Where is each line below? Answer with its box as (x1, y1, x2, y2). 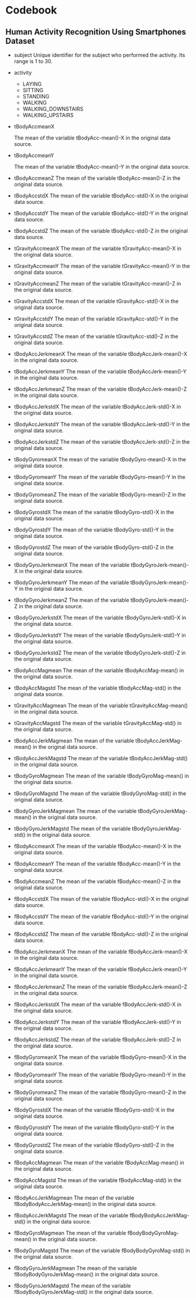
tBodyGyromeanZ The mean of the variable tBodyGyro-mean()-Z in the (13, 491, 186, 498)
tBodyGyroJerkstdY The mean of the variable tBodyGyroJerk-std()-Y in (13, 632, 186, 639)
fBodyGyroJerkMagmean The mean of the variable (13, 1265, 137, 1272)
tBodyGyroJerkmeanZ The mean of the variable (13, 597, 129, 604)
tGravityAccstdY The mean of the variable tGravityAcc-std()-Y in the (13, 315, 179, 322)
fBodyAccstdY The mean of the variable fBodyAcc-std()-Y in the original (13, 913, 188, 920)
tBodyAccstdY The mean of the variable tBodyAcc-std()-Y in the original (13, 210, 188, 217)
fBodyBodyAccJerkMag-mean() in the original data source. (13, 1201, 157, 1207)
